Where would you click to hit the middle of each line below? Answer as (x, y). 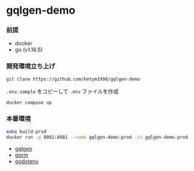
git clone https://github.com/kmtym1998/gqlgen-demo (73, 79)
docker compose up (29, 102)
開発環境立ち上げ (31, 66)
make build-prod (26, 132)
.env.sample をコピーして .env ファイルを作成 (62, 91)
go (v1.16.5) (29, 50)
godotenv (27, 161)
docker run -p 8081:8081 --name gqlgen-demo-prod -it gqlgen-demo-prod (97, 137)
